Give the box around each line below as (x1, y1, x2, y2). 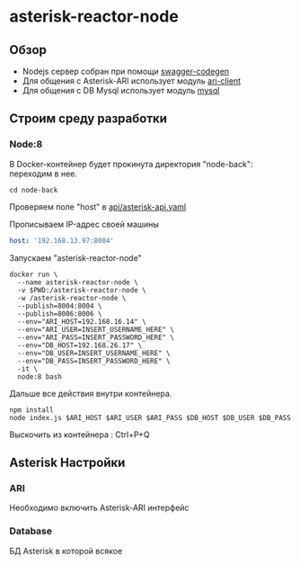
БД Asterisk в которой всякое (9, 545, 123, 556)
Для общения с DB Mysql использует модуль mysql (22, 85, 220, 95)
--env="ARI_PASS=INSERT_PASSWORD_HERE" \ (17, 333, 175, 342)
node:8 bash (17, 372, 63, 381)
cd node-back (9, 185, 58, 194)
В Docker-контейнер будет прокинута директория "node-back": (9, 158, 253, 169)
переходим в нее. (9, 168, 78, 179)
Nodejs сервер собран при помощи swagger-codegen (22, 66, 230, 76)
